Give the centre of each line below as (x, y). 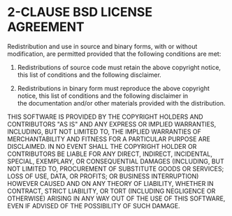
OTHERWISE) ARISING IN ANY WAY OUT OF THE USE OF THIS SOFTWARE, (116, 198)
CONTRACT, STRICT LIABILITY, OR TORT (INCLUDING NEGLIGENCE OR (111, 191)
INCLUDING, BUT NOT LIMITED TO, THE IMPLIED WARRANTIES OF (104, 131)
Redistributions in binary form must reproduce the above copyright (113, 88)
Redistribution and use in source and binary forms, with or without (102, 46)
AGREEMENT (46, 27)
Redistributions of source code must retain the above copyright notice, (119, 67)
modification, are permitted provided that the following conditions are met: (114, 54)
